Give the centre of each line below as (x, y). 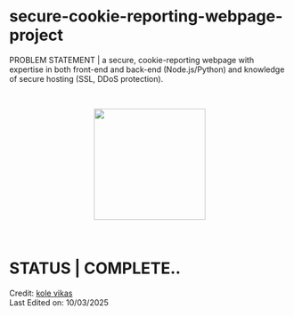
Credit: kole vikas (41, 293)
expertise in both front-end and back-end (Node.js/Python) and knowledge (147, 69)
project (37, 35)
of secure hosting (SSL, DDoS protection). (86, 78)
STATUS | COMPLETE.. (95, 268)
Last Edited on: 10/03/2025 (59, 302)
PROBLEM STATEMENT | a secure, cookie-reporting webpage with (132, 60)
